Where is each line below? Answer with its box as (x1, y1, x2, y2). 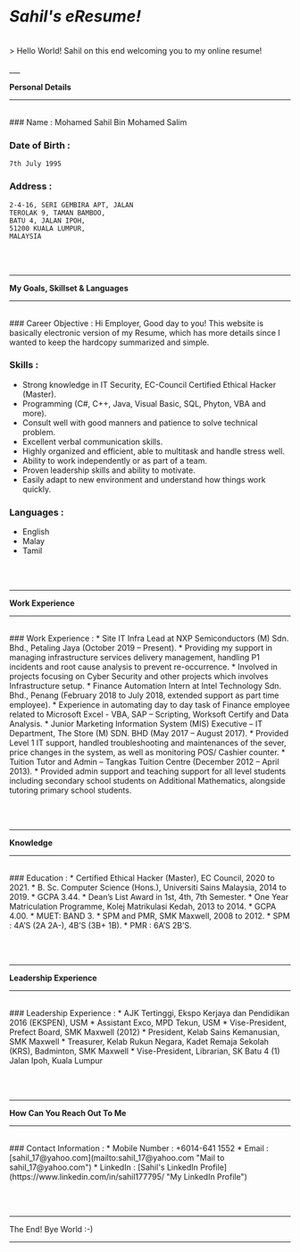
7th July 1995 (9, 159, 62, 169)
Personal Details (9, 81, 71, 92)
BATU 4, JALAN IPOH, (9, 216, 87, 225)
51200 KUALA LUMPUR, (9, 223, 87, 233)
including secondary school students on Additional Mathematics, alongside (9, 776, 286, 786)
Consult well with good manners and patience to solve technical (21, 417, 258, 428)
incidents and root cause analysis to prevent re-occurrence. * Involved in (9, 661, 279, 672)
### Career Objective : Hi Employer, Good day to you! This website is (9, 317, 264, 328)
